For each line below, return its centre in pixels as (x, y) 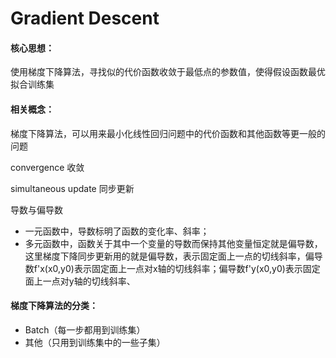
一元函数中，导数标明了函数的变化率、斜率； (117, 231)
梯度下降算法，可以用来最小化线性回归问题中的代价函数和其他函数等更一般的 (168, 133)
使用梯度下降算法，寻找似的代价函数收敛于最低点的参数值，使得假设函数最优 (168, 72)
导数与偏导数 (36, 209)
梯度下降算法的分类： (54, 306)
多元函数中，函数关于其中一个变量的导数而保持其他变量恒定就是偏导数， (173, 243)
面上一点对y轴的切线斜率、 (80, 281)
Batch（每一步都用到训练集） (85, 329)
